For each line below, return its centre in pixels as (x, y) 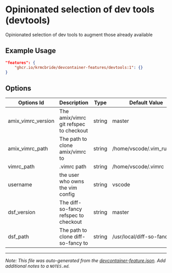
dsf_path (18, 236)
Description (74, 103)
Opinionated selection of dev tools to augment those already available (79, 34)
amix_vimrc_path (28, 149)
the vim (68, 188)
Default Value (146, 103)
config (67, 194)
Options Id (31, 103)
